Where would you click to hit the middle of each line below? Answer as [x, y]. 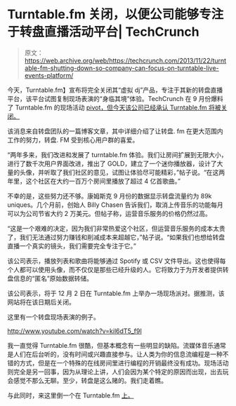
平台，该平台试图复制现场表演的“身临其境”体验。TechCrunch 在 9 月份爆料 [115, 98]
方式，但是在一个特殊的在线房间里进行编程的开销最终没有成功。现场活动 [124, 363]
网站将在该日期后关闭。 [41, 302]
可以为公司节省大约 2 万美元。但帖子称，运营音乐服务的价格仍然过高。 [110, 213]
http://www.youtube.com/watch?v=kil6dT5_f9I [74, 331]
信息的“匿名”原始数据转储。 [53, 278]
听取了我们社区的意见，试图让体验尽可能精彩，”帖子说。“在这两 [135, 172]
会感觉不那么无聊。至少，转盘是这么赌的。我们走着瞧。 [87, 380]
